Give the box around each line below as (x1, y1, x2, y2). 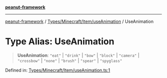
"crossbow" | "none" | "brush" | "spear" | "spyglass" (17, 57, 123, 64)
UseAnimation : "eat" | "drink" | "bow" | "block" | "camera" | (17, 52, 140, 58)
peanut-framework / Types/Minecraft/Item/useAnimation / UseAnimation (5, 18, 154, 24)
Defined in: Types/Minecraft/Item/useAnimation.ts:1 (5, 67, 110, 73)
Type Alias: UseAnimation (5, 36, 114, 47)
